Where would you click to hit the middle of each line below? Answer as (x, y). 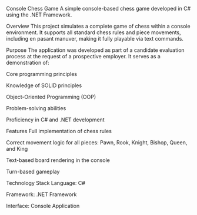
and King (17, 149)
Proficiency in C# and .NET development (55, 120)
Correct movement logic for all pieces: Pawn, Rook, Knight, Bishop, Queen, (97, 143)
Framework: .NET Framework (41, 194)
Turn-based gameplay (33, 171)
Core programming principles (42, 74)
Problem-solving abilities (36, 108)
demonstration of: (28, 62)
